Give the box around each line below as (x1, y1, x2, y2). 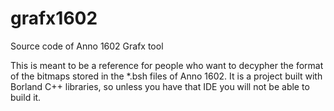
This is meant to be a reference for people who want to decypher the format (10, 59, 324, 71)
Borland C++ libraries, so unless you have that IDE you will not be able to (10, 80, 310, 92)
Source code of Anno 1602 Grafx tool (10, 40, 164, 52)
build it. (10, 91, 42, 103)
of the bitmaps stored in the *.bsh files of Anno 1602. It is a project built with (10, 70, 323, 82)
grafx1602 (10, 7, 98, 30)
